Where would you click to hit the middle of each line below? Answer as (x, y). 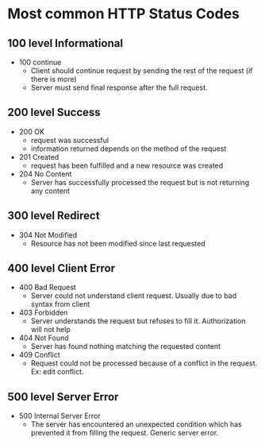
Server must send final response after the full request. (119, 87)
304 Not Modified (48, 234)
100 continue (40, 62)
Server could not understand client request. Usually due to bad (134, 296)
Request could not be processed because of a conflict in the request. (144, 363)
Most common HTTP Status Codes (123, 14)
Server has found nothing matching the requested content (126, 346)
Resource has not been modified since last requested (118, 243)
